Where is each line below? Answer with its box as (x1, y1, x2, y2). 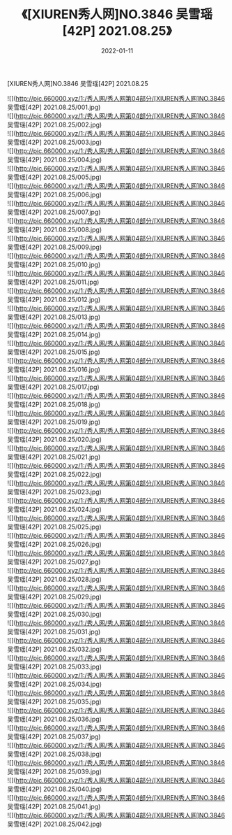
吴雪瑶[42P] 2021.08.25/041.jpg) (7, 802, 101, 811)
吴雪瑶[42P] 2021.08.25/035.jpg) (7, 697, 102, 706)
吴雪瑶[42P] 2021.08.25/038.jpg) (7, 750, 102, 758)
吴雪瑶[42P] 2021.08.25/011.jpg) (7, 278, 100, 286)
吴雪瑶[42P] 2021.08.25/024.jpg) (7, 505, 102, 513)
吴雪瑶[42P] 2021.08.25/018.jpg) (7, 400, 101, 408)
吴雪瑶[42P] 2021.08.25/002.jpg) (7, 120, 102, 129)
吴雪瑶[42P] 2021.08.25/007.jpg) (7, 208, 101, 216)
